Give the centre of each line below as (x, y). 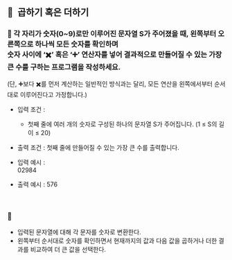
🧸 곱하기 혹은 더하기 (48, 12)
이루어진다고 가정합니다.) (54, 94)
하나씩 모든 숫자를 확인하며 (77, 44)
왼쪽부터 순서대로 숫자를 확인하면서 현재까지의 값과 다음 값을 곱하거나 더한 (117, 241)
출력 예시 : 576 (37, 184)
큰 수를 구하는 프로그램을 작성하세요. (64, 67)
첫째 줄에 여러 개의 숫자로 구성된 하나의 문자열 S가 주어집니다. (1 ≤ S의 (122, 124)
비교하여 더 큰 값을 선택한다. (68, 249)
